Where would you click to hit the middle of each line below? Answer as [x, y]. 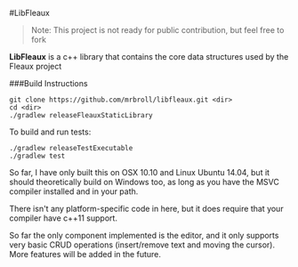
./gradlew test [37, 156]
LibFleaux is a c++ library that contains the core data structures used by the [149, 57]
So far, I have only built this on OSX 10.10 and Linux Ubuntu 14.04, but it [139, 172]
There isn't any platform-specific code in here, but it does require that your [146, 209]
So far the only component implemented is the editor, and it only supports [144, 235]
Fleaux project [36, 66]
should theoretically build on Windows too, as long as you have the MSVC [145, 182]
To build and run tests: [50, 132]
